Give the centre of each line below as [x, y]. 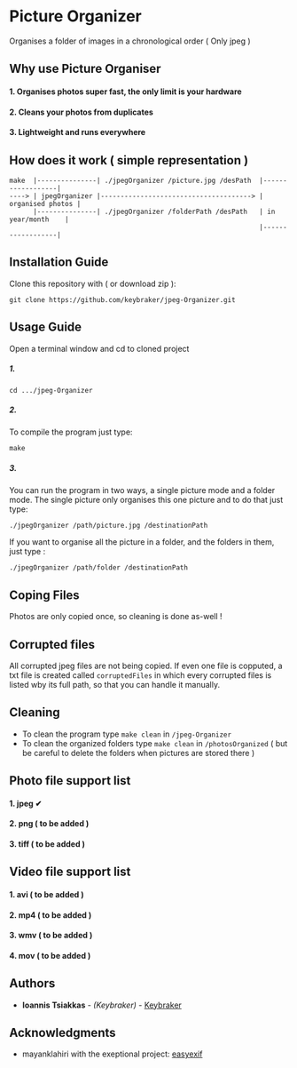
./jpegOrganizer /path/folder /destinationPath [99, 568]
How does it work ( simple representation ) [129, 160]
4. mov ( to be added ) [50, 955]
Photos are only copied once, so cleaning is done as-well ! [116, 617]
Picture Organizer [75, 16]
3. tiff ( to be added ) [47, 844]
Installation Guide [59, 263]
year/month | [39, 219]
